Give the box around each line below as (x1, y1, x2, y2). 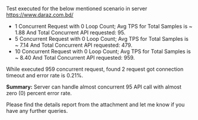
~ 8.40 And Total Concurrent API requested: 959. (14, 54, 135, 61)
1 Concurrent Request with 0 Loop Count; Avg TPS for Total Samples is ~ (14, 23, 193, 30)
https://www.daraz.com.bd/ (6, 11, 74, 18)
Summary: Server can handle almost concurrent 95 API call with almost (6, 83, 182, 90)
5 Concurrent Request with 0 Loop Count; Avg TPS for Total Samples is (14, 35, 189, 42)
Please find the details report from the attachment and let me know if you (6, 101, 185, 108)
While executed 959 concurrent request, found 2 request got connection (6, 66, 184, 73)
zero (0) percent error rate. (6, 90, 72, 96)
